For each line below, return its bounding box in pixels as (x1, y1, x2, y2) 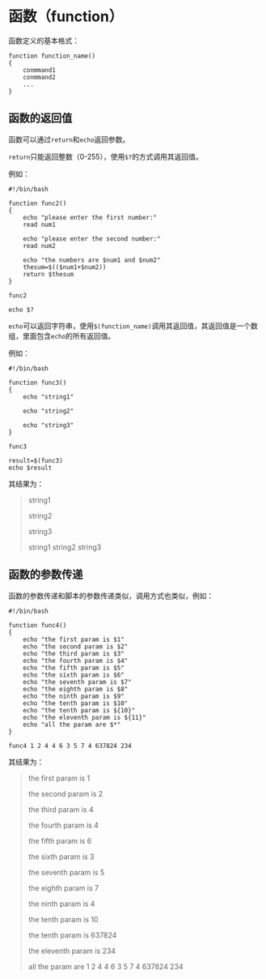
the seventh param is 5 (27, 867, 105, 877)
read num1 (23, 220, 57, 229)
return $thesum (23, 270, 74, 278)
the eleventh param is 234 (27, 946, 116, 955)
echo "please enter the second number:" (23, 234, 161, 243)
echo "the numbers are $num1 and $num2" (23, 256, 161, 264)
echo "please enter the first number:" (23, 213, 158, 221)
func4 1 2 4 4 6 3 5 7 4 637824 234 (8, 742, 132, 750)
